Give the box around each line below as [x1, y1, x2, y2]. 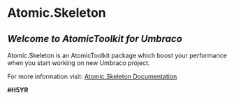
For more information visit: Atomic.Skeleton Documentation [7, 72, 177, 80]
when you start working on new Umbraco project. [7, 59, 150, 67]
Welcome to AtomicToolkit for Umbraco [7, 33, 183, 45]
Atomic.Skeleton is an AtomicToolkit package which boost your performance [7, 51, 227, 59]
